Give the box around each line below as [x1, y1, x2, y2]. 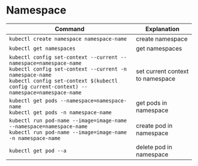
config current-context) [9, 83, 79, 90]
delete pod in [136, 142, 173, 151]
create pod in [136, 121, 173, 130]
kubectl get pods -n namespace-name [9, 109, 112, 115]
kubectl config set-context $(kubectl [9, 77, 118, 84]
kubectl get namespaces [9, 45, 76, 52]
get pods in [136, 98, 167, 107]
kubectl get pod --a [9, 147, 67, 154]
